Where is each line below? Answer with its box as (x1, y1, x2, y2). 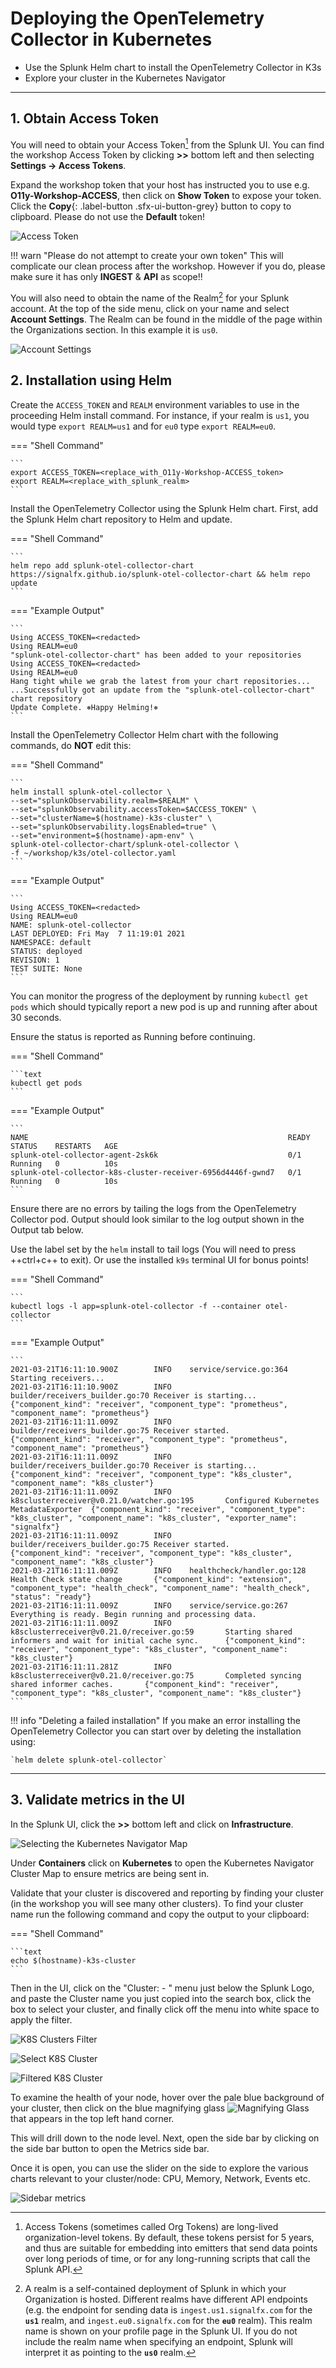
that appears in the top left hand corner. (10, 2112, 175, 2124)
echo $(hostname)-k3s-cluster (10, 1955, 137, 1966)
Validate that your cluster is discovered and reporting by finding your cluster (10, 1887, 324, 1899)
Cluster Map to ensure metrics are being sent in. (10, 1867, 210, 1879)
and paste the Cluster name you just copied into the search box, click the (10, 1992, 312, 2004)
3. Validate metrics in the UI (10, 1792, 185, 1809)
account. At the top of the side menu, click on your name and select (10, 303, 290, 315)
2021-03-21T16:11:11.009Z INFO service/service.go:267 (10, 1600, 288, 1611)
